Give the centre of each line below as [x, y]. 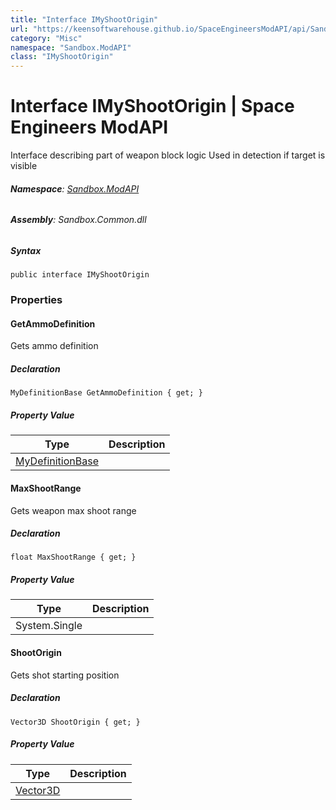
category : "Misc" [46, 38]
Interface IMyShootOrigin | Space [152, 106]
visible [24, 166]
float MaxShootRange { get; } [73, 557]
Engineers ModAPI [89, 127]
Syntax [26, 250]
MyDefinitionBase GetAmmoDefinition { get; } [106, 393]
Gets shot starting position [65, 675]
